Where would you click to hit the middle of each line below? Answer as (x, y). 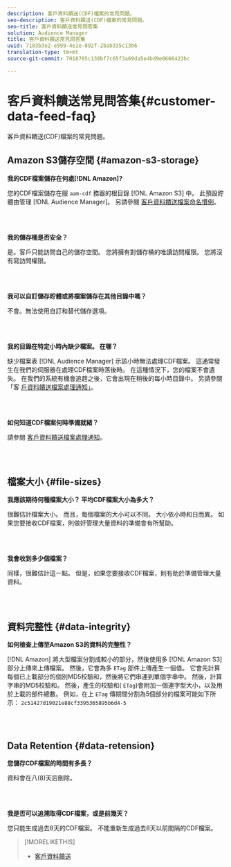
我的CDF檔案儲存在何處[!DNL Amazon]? (65, 178)
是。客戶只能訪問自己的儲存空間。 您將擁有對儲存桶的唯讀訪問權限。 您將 (112, 252)
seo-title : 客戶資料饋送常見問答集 (53, 26)
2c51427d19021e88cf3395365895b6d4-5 (73, 704)
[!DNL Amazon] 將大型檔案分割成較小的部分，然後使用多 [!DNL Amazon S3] (115, 659)
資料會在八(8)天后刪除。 (41, 778)
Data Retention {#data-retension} (81, 745)
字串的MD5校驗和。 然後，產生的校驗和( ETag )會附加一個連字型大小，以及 (112, 686)
